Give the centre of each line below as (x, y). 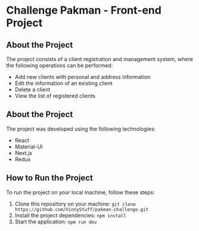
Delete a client (32, 89)
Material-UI (29, 147)
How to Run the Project (50, 178)
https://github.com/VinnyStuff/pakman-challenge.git (82, 209)
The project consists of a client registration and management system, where (100, 59)
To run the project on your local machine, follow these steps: (80, 192)
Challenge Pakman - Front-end (84, 10)
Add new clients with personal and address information (83, 77)
